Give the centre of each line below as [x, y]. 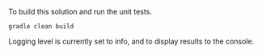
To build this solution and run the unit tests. [80, 12]
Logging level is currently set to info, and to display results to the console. [131, 41]
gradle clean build [41, 27]
